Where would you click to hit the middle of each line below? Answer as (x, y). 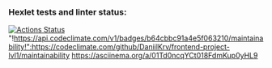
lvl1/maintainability (39, 56)
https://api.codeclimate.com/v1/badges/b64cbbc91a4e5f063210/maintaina (138, 38)
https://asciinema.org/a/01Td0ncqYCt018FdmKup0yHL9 (165, 56)
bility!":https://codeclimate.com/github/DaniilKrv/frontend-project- (119, 47)
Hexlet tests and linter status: (68, 12)
